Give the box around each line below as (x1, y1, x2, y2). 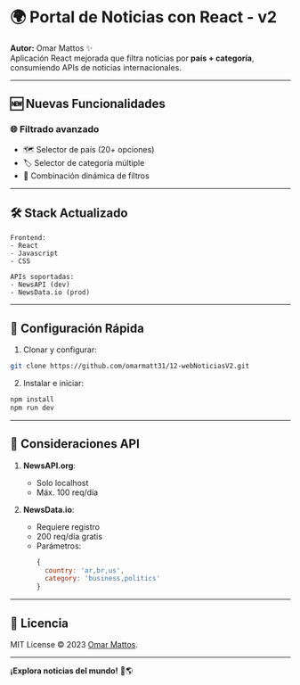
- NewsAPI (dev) (10, 280, 70, 290)
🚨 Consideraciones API (10, 436, 141, 451)
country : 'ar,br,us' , (44, 565, 126, 575)
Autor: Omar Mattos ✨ (10, 42, 93, 54)
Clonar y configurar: (22, 344, 97, 355)
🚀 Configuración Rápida (10, 320, 145, 335)
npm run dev (10, 403, 54, 412)
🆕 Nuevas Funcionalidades (10, 96, 166, 111)
